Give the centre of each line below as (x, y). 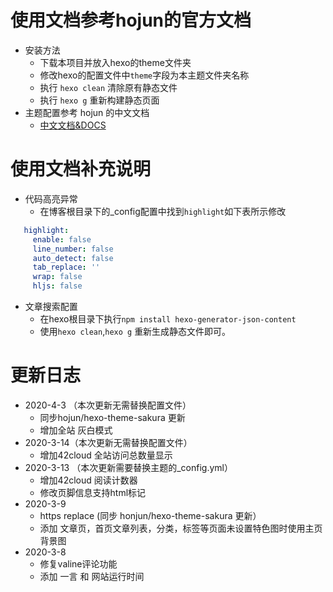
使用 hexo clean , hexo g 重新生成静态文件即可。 (135, 331)
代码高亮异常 (51, 198)
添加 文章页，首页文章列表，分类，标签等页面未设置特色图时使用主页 (181, 528)
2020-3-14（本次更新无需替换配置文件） (108, 442)
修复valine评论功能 (78, 563)
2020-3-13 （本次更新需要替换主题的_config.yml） (128, 467)
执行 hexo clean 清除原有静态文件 (108, 87)
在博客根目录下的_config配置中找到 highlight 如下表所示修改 (163, 211)
